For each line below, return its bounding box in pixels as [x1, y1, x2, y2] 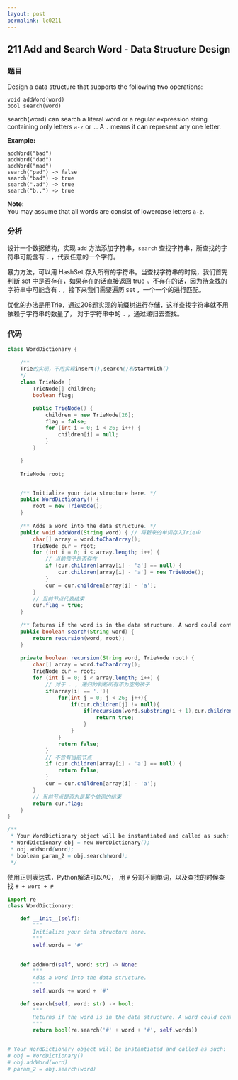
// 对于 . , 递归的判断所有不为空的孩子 [45, 681, 150, 688]
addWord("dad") [7, 156, 52, 163]
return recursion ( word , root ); [33, 634, 125, 642]
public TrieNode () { [33, 404, 93, 412]
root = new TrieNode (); [33, 502, 103, 510]
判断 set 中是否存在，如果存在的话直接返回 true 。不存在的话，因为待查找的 [7, 276, 228, 285]
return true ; [96, 714, 135, 721]
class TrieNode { [20, 379, 72, 386]
